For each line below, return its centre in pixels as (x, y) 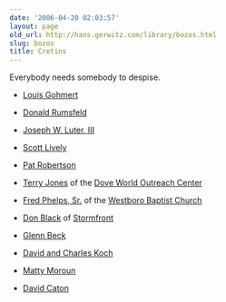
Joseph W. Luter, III (59, 130)
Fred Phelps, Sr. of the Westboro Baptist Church (112, 200)
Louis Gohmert (50, 95)
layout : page (34, 26)
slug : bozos (32, 43)
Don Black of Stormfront (68, 218)
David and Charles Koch (68, 253)
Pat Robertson (49, 165)
